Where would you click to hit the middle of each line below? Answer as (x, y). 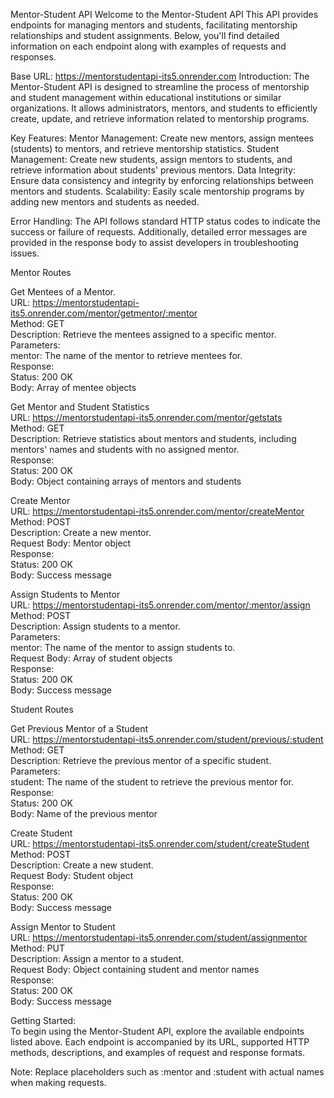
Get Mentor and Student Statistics (80, 407)
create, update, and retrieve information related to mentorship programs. (160, 118)
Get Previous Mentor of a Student (79, 728)
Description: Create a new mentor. (81, 532)
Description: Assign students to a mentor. (95, 626)
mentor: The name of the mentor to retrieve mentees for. (126, 355)
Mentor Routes (41, 272)
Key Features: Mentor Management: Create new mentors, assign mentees (162, 138)
